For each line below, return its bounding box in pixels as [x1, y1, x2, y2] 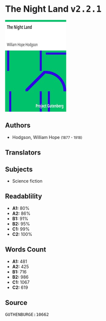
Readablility [5, 192, 42, 201]
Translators [5, 148, 41, 157]
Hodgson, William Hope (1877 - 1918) [12, 134, 83, 140]
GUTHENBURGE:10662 [5, 312, 49, 318]
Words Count [5, 246, 46, 254]
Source [5, 298, 28, 307]
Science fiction [12, 178, 42, 184]
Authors [5, 121, 31, 130]
